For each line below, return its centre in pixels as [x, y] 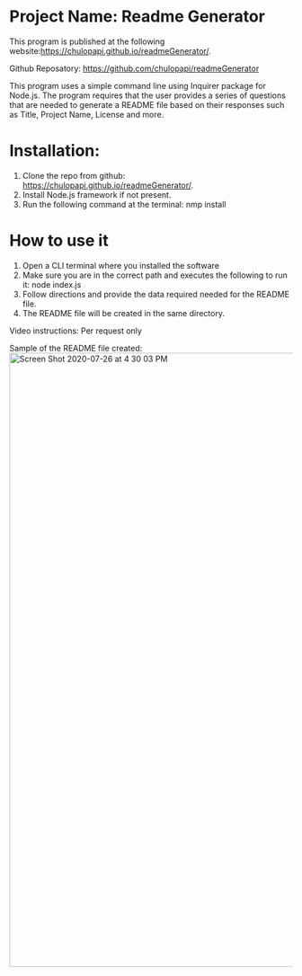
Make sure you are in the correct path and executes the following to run [155, 275]
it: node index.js [52, 284]
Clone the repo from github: [74, 175]
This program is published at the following [87, 41]
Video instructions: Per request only [75, 331]
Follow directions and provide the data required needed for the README [156, 294]
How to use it [59, 241]
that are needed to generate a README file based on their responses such [147, 104]
